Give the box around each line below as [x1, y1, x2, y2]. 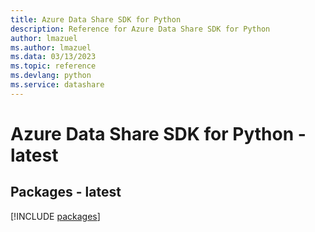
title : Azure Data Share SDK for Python [10, 14, 182, 25]
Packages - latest [10, 184, 122, 201]
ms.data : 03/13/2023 [10, 52, 97, 62]
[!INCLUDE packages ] [10, 210, 101, 222]
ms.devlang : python [10, 71, 92, 81]
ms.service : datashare [10, 80, 105, 90]
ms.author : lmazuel [10, 42, 92, 53]
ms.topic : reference [10, 61, 97, 71]
